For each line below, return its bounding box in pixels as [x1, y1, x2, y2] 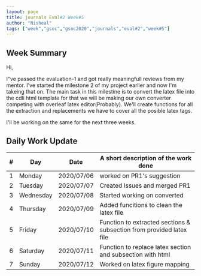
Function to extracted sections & [99, 218, 191, 226]
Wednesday [19, 191, 53, 199]
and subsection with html [99, 250, 170, 259]
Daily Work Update [6, 136, 78, 146]
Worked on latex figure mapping [99, 260, 190, 268]
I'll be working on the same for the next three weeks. [6, 119, 136, 126]
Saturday [19, 247, 45, 255]
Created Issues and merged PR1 [99, 181, 191, 190]
